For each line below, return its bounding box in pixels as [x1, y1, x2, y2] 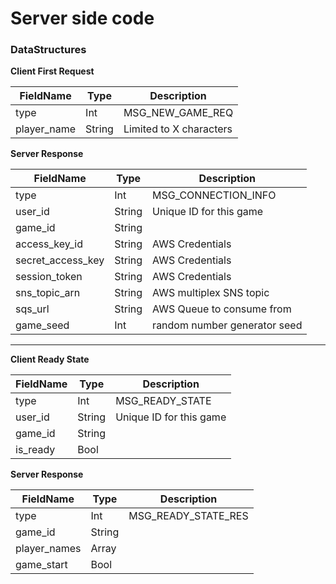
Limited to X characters [123, 122, 233, 136]
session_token [15, 270, 83, 284]
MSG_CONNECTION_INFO [152, 188, 277, 202]
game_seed [15, 318, 70, 332]
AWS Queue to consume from [152, 302, 292, 316]
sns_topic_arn [15, 286, 81, 300]
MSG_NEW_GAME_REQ [123, 106, 234, 120]
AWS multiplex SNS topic [152, 286, 270, 300]
